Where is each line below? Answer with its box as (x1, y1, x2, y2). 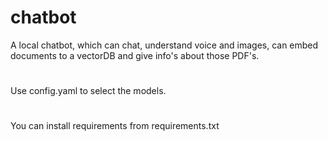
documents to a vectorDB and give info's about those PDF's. (10, 49, 260, 61)
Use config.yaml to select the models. (10, 85, 167, 97)
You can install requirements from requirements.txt (10, 120, 220, 132)
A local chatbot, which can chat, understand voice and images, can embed (10, 39, 319, 51)
